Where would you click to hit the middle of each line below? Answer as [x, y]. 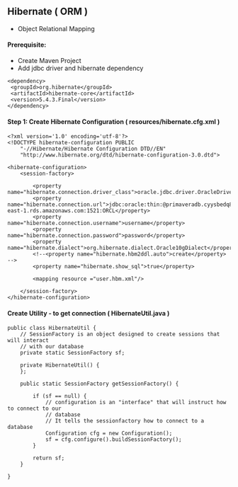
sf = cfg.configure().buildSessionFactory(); [113, 440]
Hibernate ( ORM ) [48, 12]
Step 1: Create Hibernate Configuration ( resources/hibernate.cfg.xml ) [114, 121]
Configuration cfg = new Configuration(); [109, 434]
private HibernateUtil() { [60, 365]
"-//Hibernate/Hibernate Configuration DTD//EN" [93, 149]
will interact [28, 340]
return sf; [49, 458]
